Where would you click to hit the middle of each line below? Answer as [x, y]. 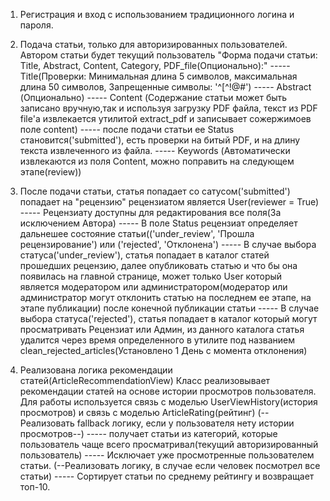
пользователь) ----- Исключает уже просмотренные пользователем [167, 455]
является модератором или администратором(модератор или [153, 287]
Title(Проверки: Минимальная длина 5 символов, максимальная [158, 76]
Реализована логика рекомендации [96, 370]
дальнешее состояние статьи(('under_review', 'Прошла [137, 233]
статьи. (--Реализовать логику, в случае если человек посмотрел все [170, 465]
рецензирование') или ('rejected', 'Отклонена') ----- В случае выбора [168, 244]
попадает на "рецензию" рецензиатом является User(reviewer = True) [169, 202]
